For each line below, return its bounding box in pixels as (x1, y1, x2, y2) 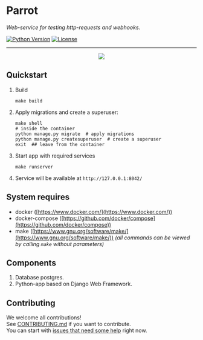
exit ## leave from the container (14, 141, 105, 147)
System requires (6, 192, 70, 202)
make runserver (14, 164, 54, 170)
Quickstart (6, 70, 48, 81)
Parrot (6, 4, 38, 18)
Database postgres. (14, 274, 65, 281)
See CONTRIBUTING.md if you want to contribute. (6, 321, 131, 328)
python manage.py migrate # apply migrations (14, 131, 135, 137)
